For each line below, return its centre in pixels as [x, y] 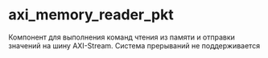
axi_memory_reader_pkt [91, 15]
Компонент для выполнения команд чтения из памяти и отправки [122, 37]
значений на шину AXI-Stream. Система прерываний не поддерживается [134, 45]
